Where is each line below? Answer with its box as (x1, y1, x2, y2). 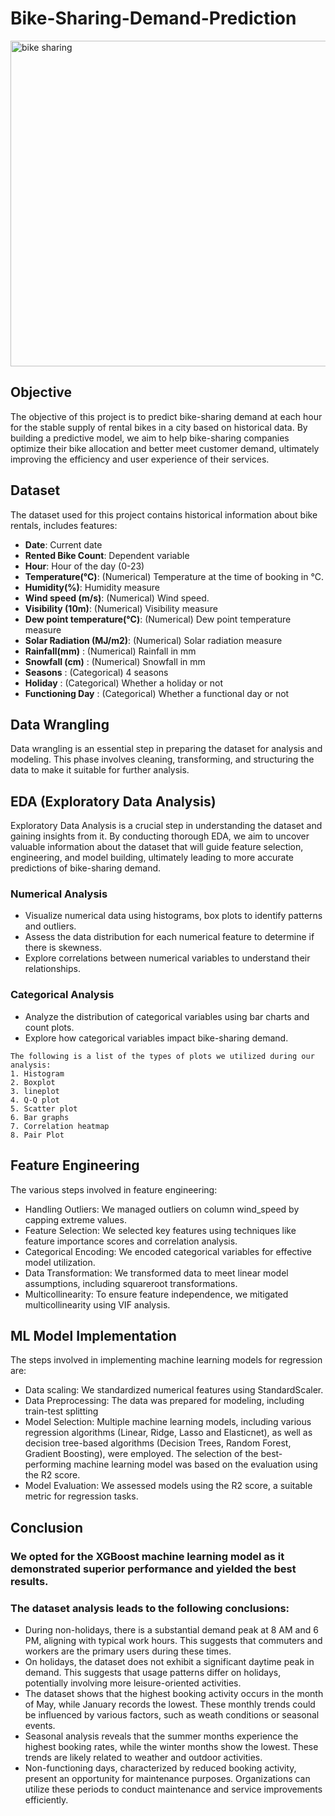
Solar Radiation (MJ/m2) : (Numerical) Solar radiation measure (24, 634, 283, 646)
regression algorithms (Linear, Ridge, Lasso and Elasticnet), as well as (24, 1427, 313, 1439)
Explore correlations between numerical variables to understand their (24, 952, 311, 964)
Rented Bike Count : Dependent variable (24, 549, 190, 561)
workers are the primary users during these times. (24, 1645, 232, 1657)
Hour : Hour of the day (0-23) (24, 560, 145, 572)
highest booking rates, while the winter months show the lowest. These (24, 1741, 319, 1753)
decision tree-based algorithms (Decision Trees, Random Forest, (24, 1437, 292, 1449)
